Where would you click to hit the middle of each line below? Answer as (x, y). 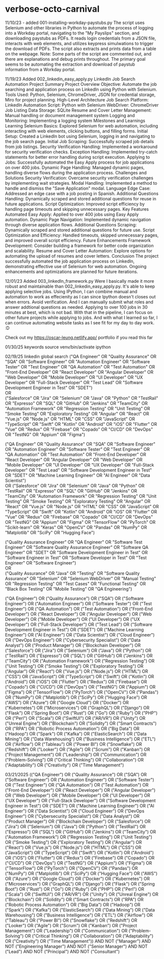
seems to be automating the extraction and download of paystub (70, 64)
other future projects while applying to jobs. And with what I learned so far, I (81, 318)
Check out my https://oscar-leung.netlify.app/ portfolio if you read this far (79, 337)
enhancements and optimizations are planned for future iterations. (72, 271)
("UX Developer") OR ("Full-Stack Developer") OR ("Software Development (81, 800)
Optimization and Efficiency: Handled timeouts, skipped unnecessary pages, (82, 235)
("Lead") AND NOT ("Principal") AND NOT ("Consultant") (62, 951)
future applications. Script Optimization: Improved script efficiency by (75, 204)
